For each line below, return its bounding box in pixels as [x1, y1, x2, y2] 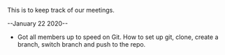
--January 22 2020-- [7, 19, 68, 27]
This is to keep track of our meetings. [7, 6, 115, 14]
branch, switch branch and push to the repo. [17, 40, 146, 48]
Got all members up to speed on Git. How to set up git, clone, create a [17, 33, 219, 41]
